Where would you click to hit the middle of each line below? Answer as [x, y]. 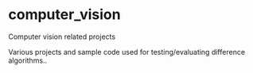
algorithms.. [28, 60]
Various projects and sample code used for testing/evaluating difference [127, 52]
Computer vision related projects [62, 36]
